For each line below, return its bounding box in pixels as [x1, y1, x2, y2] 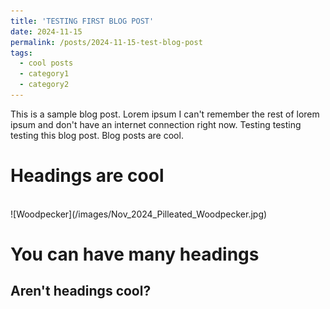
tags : [10, 48, 33, 58]
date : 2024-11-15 [10, 26, 83, 37]
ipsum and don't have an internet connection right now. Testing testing [10, 118, 302, 130]
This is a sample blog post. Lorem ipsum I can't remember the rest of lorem [10, 108, 320, 120]
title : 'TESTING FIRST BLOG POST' [10, 16, 155, 26]
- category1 [19, 69, 70, 79]
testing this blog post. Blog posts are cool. [10, 129, 184, 141]
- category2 [19, 80, 70, 90]
